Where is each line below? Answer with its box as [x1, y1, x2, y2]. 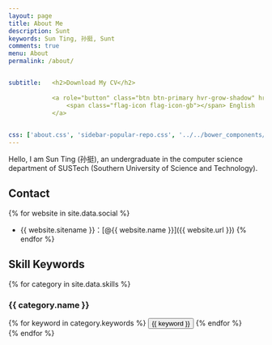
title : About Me [8, 19, 63, 28]
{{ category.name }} [8, 299, 90, 310]
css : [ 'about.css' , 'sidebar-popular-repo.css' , [8, 131, 176, 139]
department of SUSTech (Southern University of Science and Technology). [8, 164, 258, 172]
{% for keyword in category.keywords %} [8, 317, 147, 328]
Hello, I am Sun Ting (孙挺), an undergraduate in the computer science [8, 155, 243, 164]
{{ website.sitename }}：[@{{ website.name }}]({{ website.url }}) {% [19, 224, 247, 235]
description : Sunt [8, 27, 70, 35]
